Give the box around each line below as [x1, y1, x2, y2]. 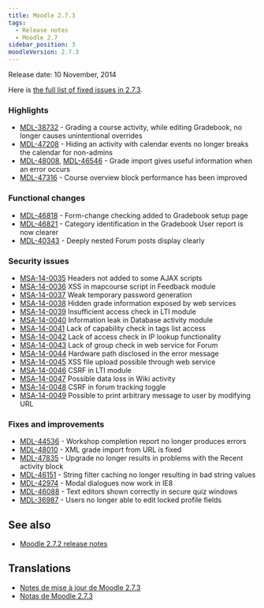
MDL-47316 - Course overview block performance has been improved [19, 173, 248, 182]
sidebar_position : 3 [8, 41, 76, 49]
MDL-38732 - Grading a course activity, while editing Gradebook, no [19, 123, 243, 132]
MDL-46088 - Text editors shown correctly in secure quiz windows [19, 487, 238, 497]
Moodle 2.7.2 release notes [19, 539, 108, 548]
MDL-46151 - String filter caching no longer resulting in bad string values [19, 470, 256, 479]
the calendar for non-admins [19, 147, 113, 158]
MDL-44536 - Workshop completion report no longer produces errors [19, 437, 247, 446]
